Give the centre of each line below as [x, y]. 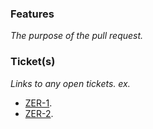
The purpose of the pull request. [77, 36]
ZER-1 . [38, 103]
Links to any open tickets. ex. [70, 83]
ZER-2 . [39, 113]
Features [32, 14]
